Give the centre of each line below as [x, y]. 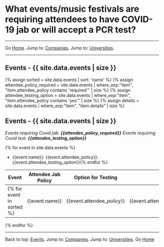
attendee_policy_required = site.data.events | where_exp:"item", [69, 85]
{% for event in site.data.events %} [40, 147]
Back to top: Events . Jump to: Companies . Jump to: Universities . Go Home [80, 239]
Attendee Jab [45, 174]
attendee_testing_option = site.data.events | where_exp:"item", [68, 95]
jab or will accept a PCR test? [76, 30]
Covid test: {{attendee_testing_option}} [46, 138]
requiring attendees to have [62, 19]
